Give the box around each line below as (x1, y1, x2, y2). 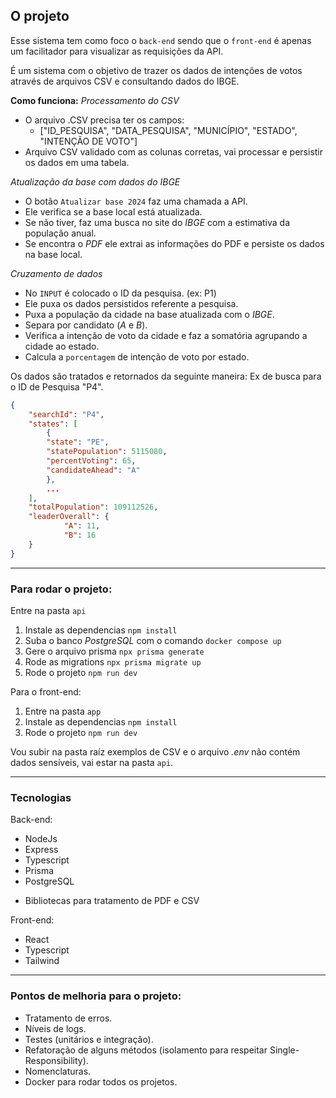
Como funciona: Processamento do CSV (10, 94, 180, 106)
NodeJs (24, 833, 58, 845)
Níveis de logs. (24, 1022, 87, 1034)
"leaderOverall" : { (28, 512, 110, 522)
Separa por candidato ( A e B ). (24, 319, 148, 331)
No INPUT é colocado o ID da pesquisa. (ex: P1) (24, 287, 217, 299)
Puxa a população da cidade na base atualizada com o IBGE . (24, 308, 275, 320)
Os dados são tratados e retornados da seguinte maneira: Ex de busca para (10, 370, 322, 382)
